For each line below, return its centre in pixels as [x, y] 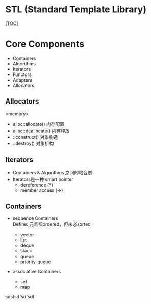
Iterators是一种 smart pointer [43, 179]
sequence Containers [35, 218]
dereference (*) [37, 185]
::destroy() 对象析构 [33, 143]
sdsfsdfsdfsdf [20, 297]
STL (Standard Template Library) [76, 9]
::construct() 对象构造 [35, 137]
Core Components [45, 44]
